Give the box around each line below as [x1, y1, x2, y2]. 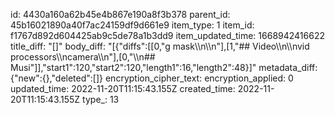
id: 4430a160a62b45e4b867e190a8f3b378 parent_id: [10, 9, 231, 20]
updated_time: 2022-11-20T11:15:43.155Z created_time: [10, 83, 236, 94]
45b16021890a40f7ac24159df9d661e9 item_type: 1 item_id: [10, 19, 255, 31]
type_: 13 [82, 94, 120, 105]
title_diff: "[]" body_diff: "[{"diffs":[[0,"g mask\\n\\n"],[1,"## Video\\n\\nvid [10, 40, 310, 52]
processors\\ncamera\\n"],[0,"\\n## [10, 51, 156, 63]
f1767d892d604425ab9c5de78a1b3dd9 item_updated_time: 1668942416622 [10, 30, 325, 41]
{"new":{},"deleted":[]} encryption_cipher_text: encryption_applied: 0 [10, 72, 294, 84]
